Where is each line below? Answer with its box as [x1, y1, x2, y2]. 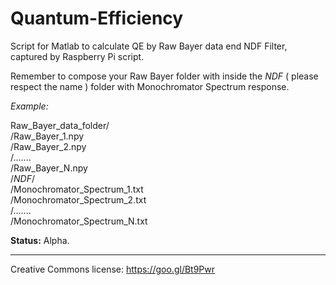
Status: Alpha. [10, 234, 70, 246]
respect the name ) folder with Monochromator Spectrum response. [10, 80, 290, 92]
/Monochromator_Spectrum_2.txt [10, 193, 147, 206]
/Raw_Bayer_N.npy [10, 162, 88, 174]
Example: [10, 100, 49, 112]
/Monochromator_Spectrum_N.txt [10, 215, 148, 227]
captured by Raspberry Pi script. [10, 50, 145, 62]
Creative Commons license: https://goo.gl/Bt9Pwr [10, 263, 216, 275]
